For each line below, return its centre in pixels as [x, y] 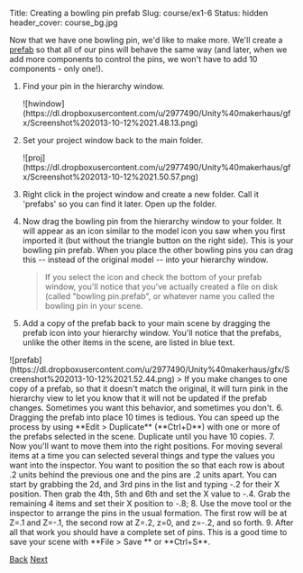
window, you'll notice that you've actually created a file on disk [161, 286]
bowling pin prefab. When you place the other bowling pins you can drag [158, 250]
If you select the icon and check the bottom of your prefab [153, 277]
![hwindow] [43, 104]
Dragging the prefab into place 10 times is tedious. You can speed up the [144, 417]
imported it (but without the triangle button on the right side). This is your [158, 241]
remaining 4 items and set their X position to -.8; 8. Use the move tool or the [151, 503]
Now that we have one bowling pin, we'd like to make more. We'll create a [146, 40]
